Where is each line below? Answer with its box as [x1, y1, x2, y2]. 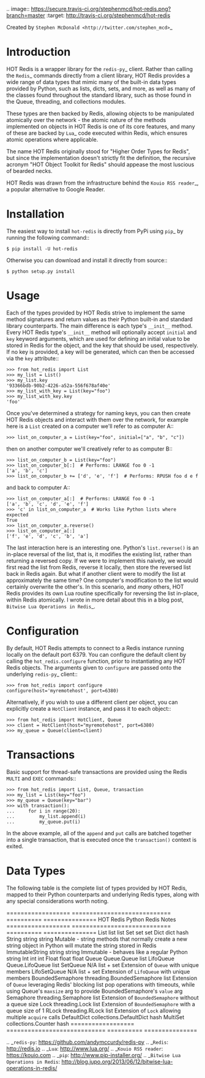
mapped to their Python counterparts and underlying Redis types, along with [6, 890, 199, 898]
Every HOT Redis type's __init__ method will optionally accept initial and [6, 328, 197, 336]
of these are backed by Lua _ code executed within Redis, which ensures [6, 129, 188, 137]
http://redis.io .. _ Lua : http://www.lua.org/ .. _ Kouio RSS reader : [6, 1045, 163, 1052]
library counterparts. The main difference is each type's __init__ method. [6, 322, 193, 329]
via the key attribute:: [6, 354, 59, 362]
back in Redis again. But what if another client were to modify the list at [6, 570, 186, 577]
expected [6, 511, 29, 518]
